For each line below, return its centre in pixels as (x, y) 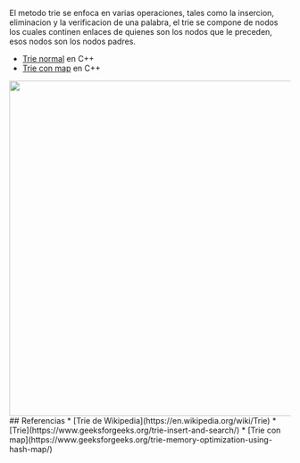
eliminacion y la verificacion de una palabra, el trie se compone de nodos (144, 22)
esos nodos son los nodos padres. (73, 41)
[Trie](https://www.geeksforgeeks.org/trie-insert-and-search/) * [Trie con (145, 430)
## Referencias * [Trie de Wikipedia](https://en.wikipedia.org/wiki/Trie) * (143, 421)
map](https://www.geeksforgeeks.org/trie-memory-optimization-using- (141, 440)
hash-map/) (31, 449)
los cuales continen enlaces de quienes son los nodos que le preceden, (141, 32)
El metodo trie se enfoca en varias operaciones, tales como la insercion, (142, 13)
